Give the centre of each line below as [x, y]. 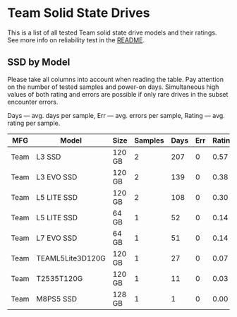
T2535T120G [60, 278]
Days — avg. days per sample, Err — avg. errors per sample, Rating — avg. [116, 115]
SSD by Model [39, 62]
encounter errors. [33, 102]
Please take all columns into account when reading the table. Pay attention [116, 79]
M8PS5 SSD [57, 299]
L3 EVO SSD [57, 177]
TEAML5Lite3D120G [71, 258]
